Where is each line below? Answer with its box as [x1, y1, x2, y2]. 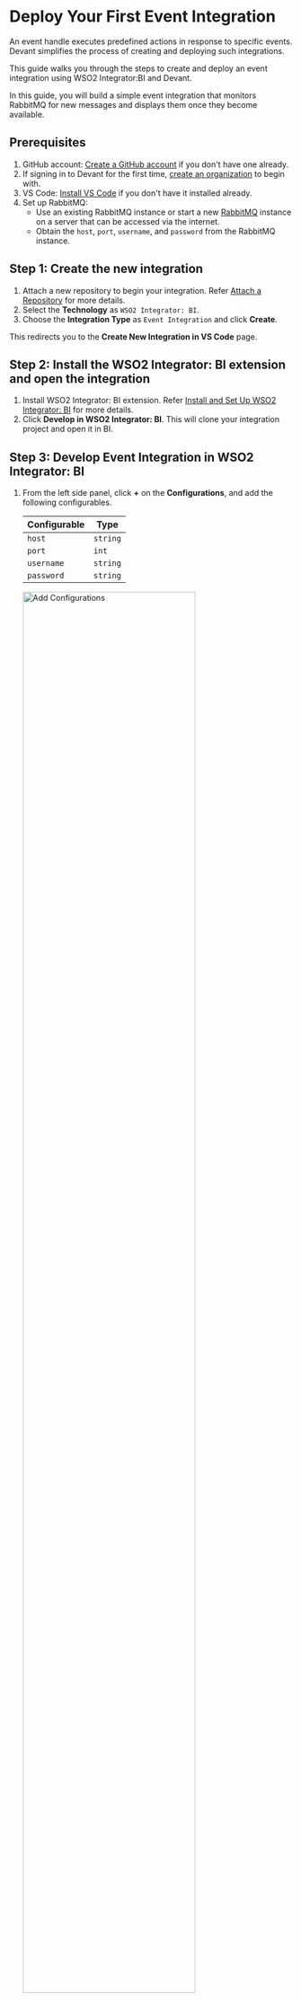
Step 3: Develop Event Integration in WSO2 [9, 449, 254, 464]
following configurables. [22, 497, 112, 508]
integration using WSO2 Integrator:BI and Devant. [9, 72, 192, 83]
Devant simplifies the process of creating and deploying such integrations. [9, 45, 285, 56]
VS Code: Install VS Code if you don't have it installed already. [22, 187, 252, 198]
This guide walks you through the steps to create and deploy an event [9, 63, 268, 74]
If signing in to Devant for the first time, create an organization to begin [22, 168, 286, 179]
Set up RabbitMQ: [22, 197, 88, 207]
